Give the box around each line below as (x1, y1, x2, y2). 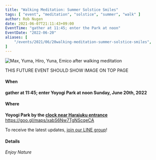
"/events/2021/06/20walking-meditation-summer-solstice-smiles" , (14, 40, 152, 45)
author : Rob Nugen (5, 16, 43, 21)
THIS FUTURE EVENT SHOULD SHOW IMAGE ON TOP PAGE (5, 67, 129, 73)
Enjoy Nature (5, 149, 32, 155)
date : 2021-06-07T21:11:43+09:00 (5, 21, 74, 26)
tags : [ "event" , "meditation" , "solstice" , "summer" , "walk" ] (5, 12, 141, 17)
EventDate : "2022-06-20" (5, 30, 56, 35)
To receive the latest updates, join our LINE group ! (5, 127, 107, 133)
